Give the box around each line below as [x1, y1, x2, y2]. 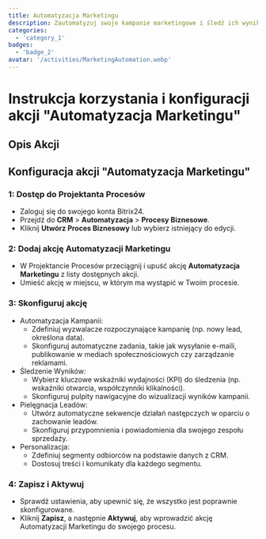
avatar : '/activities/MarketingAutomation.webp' [8, 56, 172, 64]
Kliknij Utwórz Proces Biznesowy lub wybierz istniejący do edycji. [19, 223, 236, 233]
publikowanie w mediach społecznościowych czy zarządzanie [31, 349, 235, 359]
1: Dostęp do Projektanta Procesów [8, 188, 146, 199]
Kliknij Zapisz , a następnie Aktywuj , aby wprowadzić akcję [19, 514, 213, 523]
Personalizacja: [19, 442, 70, 451]
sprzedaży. [31, 433, 68, 443]
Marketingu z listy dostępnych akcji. [19, 270, 140, 279]
